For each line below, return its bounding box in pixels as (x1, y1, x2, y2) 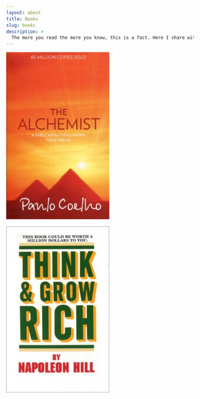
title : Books (6, 16, 39, 22)
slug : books (6, 22, 36, 28)
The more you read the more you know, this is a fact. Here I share (11, 35, 185, 41)
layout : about (6, 10, 42, 16)
